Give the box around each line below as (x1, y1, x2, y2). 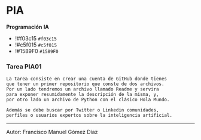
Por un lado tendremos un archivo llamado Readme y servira (6, 86, 160, 92)
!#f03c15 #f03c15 (14, 35, 57, 42)
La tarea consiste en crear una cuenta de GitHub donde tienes (6, 76, 167, 82)
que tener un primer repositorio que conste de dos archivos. (6, 81, 165, 87)
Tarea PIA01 (6, 62, 42, 70)
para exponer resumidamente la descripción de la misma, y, (6, 92, 160, 98)
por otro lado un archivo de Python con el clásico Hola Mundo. (6, 97, 170, 103)
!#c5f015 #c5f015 (14, 41, 57, 48)
